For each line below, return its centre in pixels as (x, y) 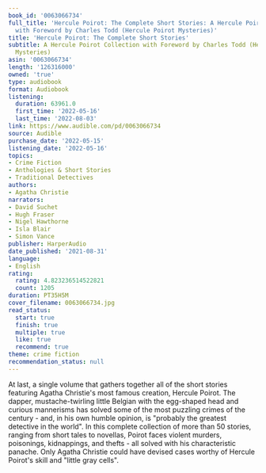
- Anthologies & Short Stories (60, 170)
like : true (33, 340)
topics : (21, 155)
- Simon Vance (32, 237)
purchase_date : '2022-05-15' (56, 141)
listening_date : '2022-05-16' (58, 148)
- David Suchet (33, 207)
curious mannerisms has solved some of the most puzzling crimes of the (127, 410)
